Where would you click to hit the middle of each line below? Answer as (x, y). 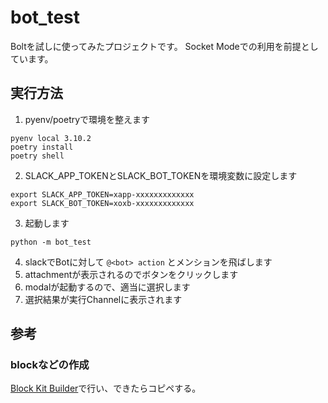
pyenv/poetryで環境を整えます (87, 119)
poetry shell (37, 156)
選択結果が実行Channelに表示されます (103, 299)
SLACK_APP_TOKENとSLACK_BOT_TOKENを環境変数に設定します (161, 175)
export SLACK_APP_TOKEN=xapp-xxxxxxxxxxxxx (102, 194)
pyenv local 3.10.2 (51, 138)
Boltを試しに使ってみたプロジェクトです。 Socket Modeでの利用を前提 (156, 46)
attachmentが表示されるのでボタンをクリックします (131, 274)
